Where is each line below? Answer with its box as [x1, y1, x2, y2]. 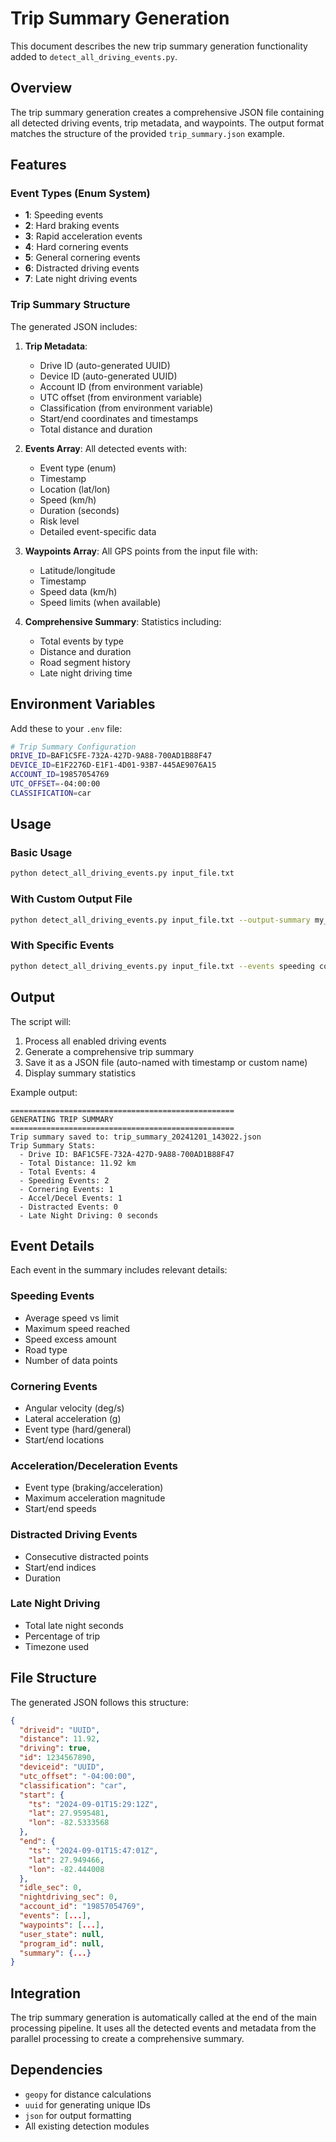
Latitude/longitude [39, 564, 116, 576]
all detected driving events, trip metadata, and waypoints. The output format [10, 117, 325, 129]
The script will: [10, 1015, 72, 1027]
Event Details [10, 1237, 95, 1254]
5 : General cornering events [24, 252, 141, 264]
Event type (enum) [39, 462, 117, 474]
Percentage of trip [24, 1630, 100, 1642]
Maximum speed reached [24, 1322, 131, 1334]
